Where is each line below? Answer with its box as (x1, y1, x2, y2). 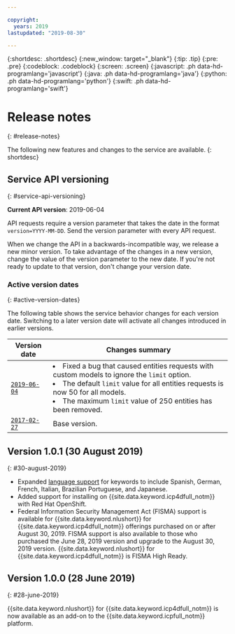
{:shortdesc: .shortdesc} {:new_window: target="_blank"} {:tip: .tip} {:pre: (7, 55, 218, 63)
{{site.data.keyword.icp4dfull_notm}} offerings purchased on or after (17, 522, 216, 530)
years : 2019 (13, 22, 49, 30)
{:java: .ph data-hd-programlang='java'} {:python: (83, 69, 227, 78)
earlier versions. (7, 324, 54, 332)
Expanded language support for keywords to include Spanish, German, (17, 477, 222, 486)
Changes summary (106, 345, 171, 355)
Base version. (52, 419, 98, 429)
